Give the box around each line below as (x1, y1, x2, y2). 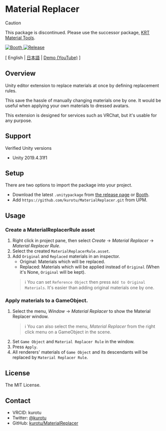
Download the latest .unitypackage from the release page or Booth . (12, 192, 150, 198)
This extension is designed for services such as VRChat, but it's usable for (5, 112, 157, 118)
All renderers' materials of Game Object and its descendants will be (12, 349, 148, 355)
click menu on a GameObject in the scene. (24, 329, 111, 335)
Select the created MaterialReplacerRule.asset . (12, 248, 111, 254)
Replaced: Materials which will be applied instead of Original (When (19, 264, 160, 270)
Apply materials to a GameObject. (5, 297, 88, 304)
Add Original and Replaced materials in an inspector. (12, 253, 120, 259)
